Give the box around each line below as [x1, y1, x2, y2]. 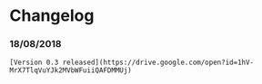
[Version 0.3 [9, 58, 59, 68]
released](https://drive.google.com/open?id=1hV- [62, 58, 255, 68]
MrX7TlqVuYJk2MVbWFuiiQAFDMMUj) [9, 66, 132, 75]
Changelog [9, 5, 95, 26]
